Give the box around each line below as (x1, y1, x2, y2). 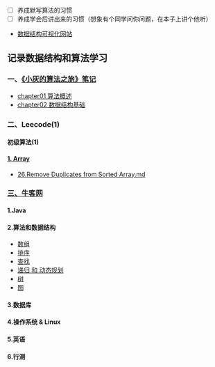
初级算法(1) (7, 138, 40, 146)
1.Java (7, 206, 26, 214)
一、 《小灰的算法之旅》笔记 (7, 75, 96, 84)
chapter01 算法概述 (17, 91, 72, 100)
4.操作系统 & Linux (7, 318, 61, 326)
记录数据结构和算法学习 (7, 52, 108, 64)
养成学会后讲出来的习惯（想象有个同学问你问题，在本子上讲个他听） (17, 15, 212, 23)
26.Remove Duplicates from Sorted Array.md (17, 170, 146, 178)
